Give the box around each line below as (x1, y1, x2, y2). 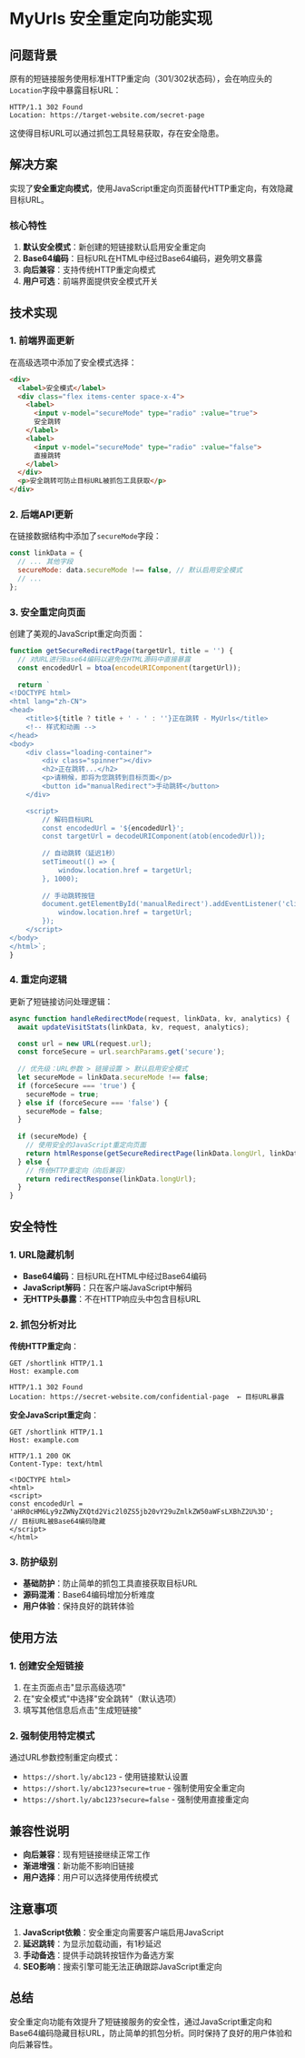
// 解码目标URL (42, 815, 93, 824)
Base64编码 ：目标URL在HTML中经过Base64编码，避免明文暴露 (22, 253, 263, 264)
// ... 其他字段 (17, 557, 74, 567)
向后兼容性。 (9, 2039, 57, 2050)
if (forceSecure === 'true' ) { (17, 1081, 136, 1090)
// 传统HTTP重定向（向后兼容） (25, 1165, 129, 1175)
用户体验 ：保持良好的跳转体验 (22, 1600, 134, 1611)
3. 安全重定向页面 (9, 606, 86, 619)
